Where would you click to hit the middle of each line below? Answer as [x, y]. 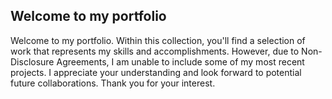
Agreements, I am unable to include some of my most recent [180, 61]
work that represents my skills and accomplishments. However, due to [155, 51]
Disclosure [32, 61]
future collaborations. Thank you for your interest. [113, 83]
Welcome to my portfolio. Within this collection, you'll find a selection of [158, 40]
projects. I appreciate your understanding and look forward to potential [156, 72]
